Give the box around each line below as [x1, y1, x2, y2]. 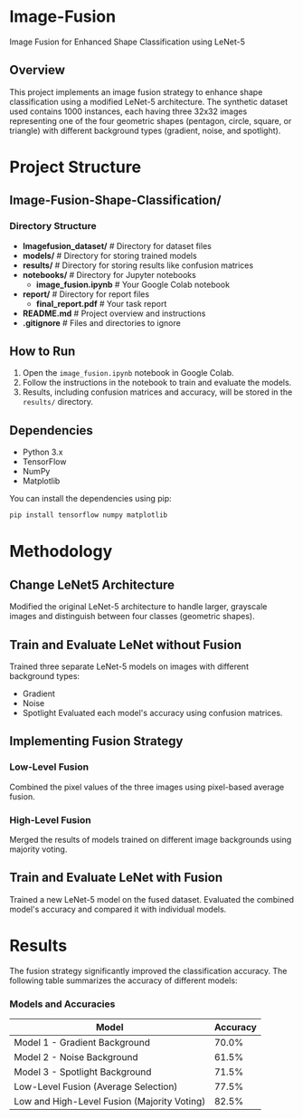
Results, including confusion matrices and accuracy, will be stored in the [22, 387, 293, 397]
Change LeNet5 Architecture [9, 577, 175, 592]
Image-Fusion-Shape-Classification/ [9, 193, 222, 208]
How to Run [9, 344, 76, 359]
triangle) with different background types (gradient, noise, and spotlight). [9, 125, 281, 136]
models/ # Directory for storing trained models [22, 250, 197, 261]
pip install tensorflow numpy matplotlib [9, 511, 168, 520]
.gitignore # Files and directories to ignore [22, 317, 181, 328]
